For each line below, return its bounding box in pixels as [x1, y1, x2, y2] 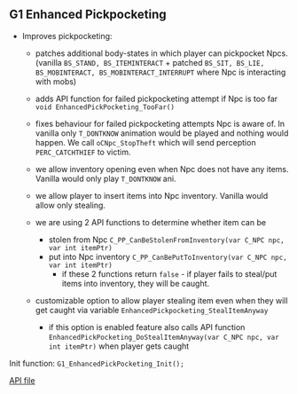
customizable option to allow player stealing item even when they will [35, 295, 288, 305]
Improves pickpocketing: [21, 30, 113, 41]
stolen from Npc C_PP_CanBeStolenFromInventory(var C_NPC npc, [48, 234, 285, 245]
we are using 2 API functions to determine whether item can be [35, 217, 267, 227]
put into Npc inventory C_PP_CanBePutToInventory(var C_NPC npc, [48, 251, 288, 262]
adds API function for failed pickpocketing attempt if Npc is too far [35, 93, 278, 104]
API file [9, 374, 35, 385]
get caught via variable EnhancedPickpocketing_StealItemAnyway [35, 304, 269, 315]
